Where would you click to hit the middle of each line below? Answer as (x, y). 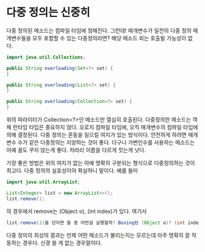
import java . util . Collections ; (46, 57)
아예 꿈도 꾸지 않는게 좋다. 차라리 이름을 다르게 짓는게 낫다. (76, 150)
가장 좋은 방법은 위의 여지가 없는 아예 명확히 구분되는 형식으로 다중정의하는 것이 (101, 163)
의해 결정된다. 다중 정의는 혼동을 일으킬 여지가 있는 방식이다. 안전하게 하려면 (97, 135)
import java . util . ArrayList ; (43, 182)
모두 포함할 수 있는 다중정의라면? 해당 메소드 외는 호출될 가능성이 (110, 38)
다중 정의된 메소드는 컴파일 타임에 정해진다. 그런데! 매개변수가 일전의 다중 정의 (99, 30)
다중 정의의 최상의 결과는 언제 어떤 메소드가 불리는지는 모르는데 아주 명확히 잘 (98, 235)
